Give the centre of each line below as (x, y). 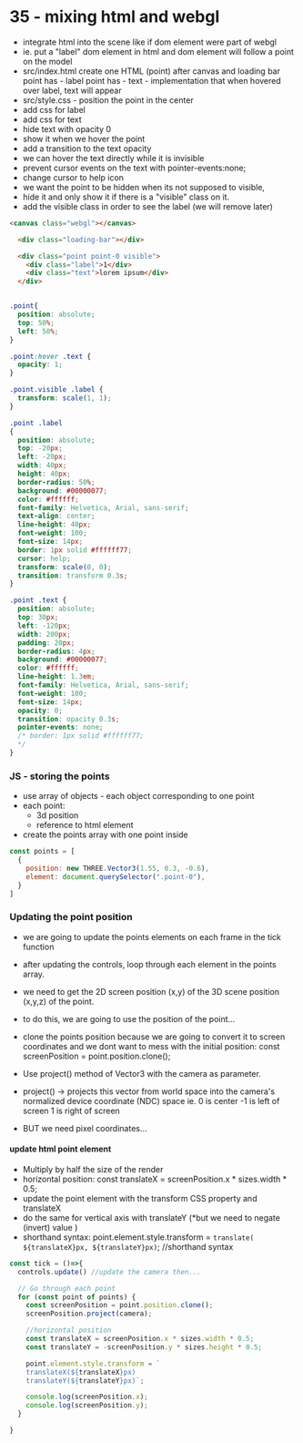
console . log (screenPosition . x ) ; (87, 1397)
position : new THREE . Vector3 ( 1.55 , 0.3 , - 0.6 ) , (117, 868)
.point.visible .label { (56, 390)
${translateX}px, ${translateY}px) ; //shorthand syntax (128, 1246)
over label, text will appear (72, 90)
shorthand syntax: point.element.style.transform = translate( (138, 1237)
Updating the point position (71, 917)
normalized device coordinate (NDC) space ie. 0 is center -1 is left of (151, 1100)
